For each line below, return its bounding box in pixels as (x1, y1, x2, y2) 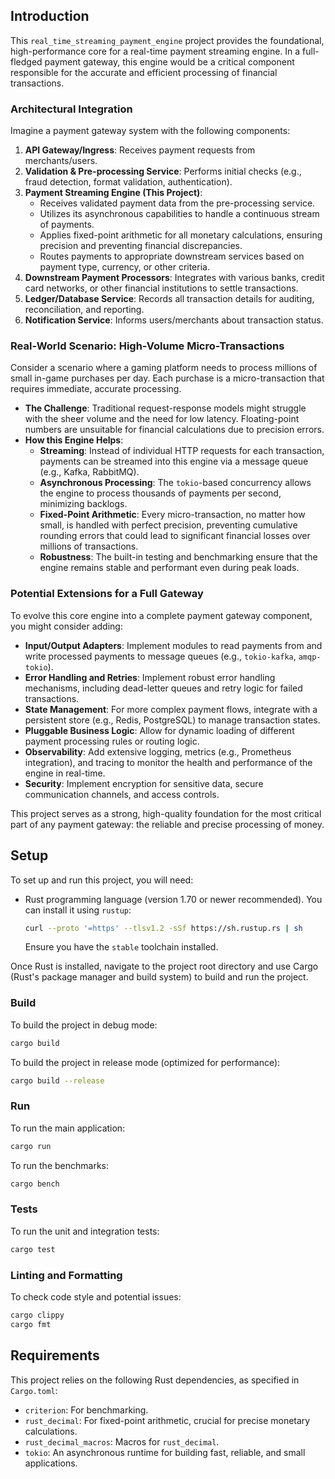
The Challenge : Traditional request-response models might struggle (24, 402, 307, 414)
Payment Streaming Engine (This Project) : (24, 187, 203, 199)
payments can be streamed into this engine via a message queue (39, 455, 309, 468)
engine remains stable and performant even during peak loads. (39, 562, 300, 574)
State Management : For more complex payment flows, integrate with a (24, 703, 318, 715)
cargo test (10, 1244, 56, 1254)
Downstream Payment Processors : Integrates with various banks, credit (24, 272, 325, 284)
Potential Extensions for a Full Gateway (10, 587, 204, 601)
